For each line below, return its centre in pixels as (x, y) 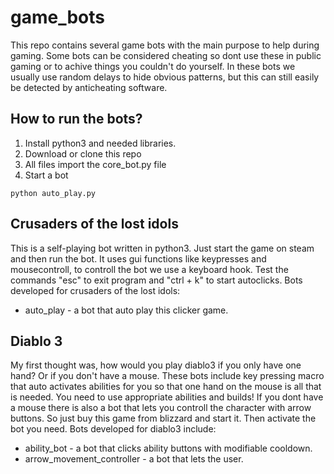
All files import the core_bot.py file (95, 164)
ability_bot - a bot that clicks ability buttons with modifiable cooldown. (168, 448)
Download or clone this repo (83, 153)
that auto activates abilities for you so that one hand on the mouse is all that (166, 387)
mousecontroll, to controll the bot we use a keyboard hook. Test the (149, 269)
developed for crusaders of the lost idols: (95, 290)
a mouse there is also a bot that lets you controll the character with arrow (161, 408)
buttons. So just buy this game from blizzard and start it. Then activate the (163, 418)
